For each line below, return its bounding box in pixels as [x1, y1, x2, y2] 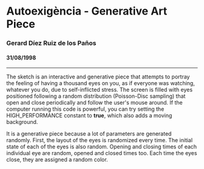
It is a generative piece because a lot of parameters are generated [6, 130, 172, 137]
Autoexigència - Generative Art [6, 4, 168, 18]
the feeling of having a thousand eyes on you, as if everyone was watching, [6, 80, 195, 87]
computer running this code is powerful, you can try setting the [6, 105, 165, 113]
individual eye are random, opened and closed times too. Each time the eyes [6, 150, 197, 157]
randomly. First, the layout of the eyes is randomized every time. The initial [6, 137, 193, 144]
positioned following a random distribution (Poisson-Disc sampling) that [6, 92, 186, 100]
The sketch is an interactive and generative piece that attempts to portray [6, 73, 190, 80]
